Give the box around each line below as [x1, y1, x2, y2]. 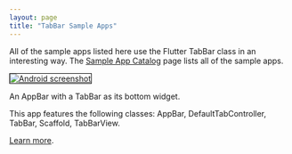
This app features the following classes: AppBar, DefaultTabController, [9, 108, 267, 118]
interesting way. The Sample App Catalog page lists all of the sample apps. [9, 55, 284, 66]
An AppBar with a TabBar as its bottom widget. [9, 91, 181, 101]
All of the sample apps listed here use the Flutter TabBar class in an [9, 45, 256, 56]
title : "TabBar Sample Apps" [9, 21, 118, 30]
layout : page [9, 12, 58, 22]
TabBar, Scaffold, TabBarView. [9, 118, 120, 128]
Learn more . [9, 134, 54, 145]
